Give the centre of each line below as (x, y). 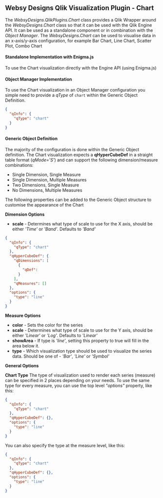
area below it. (26, 346)
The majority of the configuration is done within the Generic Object (72, 149)
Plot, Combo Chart (24, 45)
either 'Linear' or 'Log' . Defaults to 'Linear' (55, 335)
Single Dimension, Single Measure (46, 174)
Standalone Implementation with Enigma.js (49, 57)
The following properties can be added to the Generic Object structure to (78, 200)
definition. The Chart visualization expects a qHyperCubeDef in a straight (79, 155)
